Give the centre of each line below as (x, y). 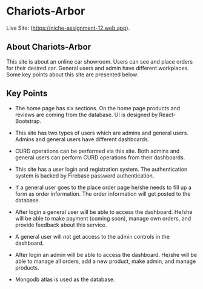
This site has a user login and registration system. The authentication (101, 169)
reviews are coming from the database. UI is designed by (86, 115)
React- (168, 115)
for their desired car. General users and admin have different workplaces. (98, 68)
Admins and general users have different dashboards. (82, 139)
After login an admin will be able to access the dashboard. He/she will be (106, 254)
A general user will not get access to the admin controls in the (92, 236)
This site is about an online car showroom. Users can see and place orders (99, 61)
